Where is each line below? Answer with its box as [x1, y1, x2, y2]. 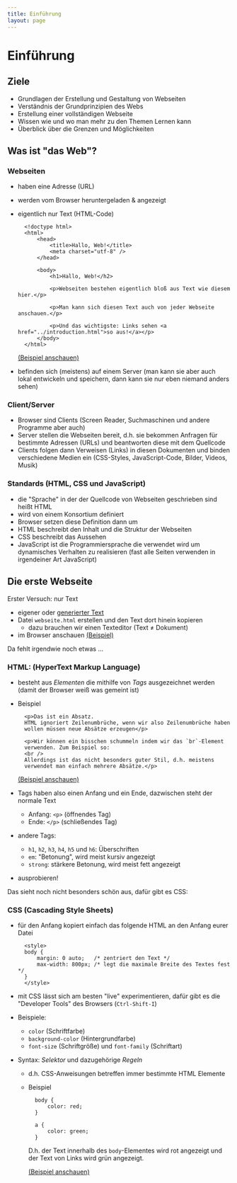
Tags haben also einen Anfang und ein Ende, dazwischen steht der [17, 789, 213, 797]
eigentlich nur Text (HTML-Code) [17, 210, 115, 218]
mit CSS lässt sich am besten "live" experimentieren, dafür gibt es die [17, 992, 221, 1000]
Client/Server [7, 400, 55, 410]
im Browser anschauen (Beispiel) [17, 631, 115, 639]
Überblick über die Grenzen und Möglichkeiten [17, 125, 154, 133]
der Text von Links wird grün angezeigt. [28, 1154, 144, 1162]
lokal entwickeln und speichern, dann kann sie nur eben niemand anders [17, 375, 230, 383]
